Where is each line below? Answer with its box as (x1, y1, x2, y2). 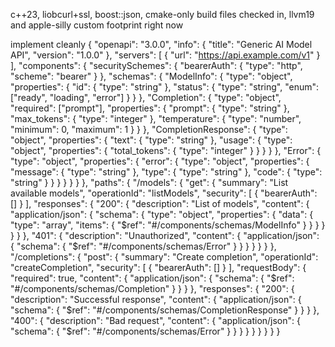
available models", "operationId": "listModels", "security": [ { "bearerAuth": (10, 187, 318, 199)
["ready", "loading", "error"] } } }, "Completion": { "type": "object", (10, 92, 282, 103)
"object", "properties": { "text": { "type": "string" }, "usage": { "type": (10, 134, 293, 146)
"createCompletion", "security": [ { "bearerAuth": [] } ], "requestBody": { (10, 262, 307, 273)
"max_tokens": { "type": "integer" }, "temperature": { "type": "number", (10, 113, 302, 124)
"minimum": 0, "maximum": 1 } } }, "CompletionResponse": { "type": (10, 124, 288, 135)
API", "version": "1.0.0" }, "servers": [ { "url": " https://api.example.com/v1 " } (10, 49, 321, 61)
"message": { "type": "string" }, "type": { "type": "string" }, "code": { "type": (10, 166, 323, 178)
